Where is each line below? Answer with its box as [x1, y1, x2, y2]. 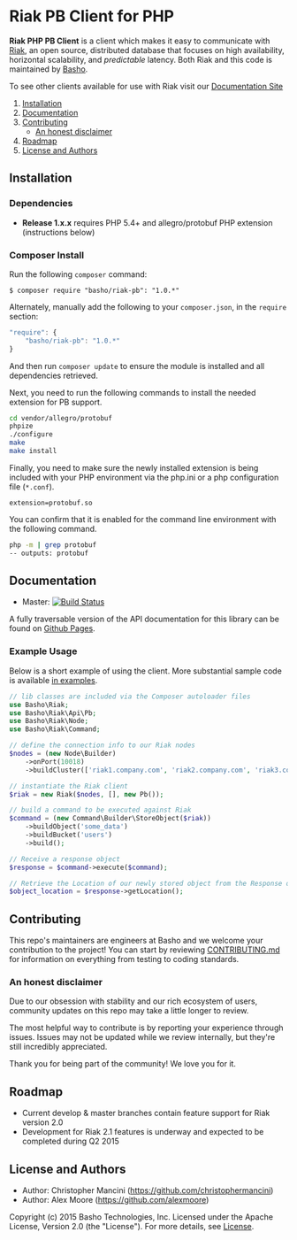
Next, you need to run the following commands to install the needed [9, 387, 256, 397]
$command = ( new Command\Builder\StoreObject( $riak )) [9, 814, 212, 823]
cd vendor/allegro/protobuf [9, 413, 113, 422]
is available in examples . [9, 674, 98, 685]
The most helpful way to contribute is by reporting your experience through [9, 1022, 285, 1033]
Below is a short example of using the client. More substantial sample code [9, 666, 283, 676]
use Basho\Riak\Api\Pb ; [9, 708, 97, 718]
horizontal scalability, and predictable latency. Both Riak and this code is [9, 54, 272, 65]
